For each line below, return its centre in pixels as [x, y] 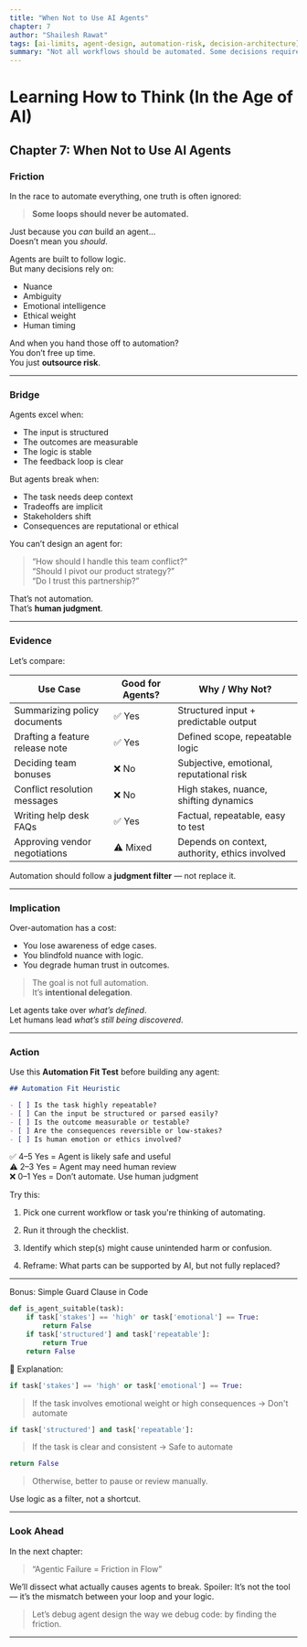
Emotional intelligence [64, 306]
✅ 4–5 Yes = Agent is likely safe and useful [90, 1157]
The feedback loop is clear [73, 462]
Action [25, 1052]
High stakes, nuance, [222, 789]
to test [191, 827]
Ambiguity [42, 296]
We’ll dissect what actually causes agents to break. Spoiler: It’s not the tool [150, 1587]
